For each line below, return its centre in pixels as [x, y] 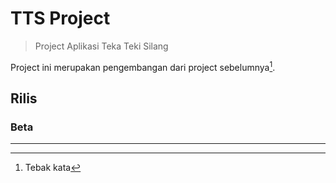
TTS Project [60, 18]
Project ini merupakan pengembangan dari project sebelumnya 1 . [143, 66]
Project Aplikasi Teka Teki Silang [101, 46]
